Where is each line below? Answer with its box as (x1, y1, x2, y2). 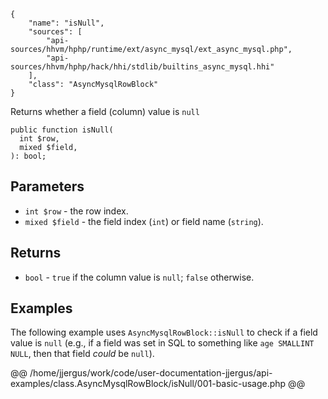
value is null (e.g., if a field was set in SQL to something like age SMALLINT (10, 337, 315, 349)
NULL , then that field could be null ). (10, 348, 155, 360)
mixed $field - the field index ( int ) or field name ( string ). (24, 215, 264, 227)
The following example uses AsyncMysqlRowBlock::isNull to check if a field (10, 326, 318, 339)
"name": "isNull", (28, 18, 105, 28)
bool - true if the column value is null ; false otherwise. (24, 271, 255, 283)
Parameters (10, 178, 85, 195)
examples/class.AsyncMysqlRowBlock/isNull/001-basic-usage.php (10, 378, 287, 390)
